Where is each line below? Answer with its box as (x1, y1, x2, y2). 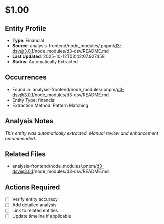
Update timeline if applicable (12, 213, 71, 219)
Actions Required (5, 183, 60, 191)
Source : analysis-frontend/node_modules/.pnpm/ (12, 43, 115, 49)
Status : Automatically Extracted (12, 59, 78, 64)
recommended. (5, 135, 36, 141)
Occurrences (5, 73, 47, 82)
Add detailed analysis (12, 202, 57, 208)
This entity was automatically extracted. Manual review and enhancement (5, 130, 159, 136)
